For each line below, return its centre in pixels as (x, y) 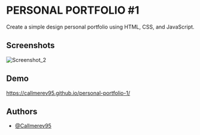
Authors (22, 112)
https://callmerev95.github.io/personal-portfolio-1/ (68, 93)
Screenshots (31, 45)
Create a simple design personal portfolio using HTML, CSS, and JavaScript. (100, 27)
